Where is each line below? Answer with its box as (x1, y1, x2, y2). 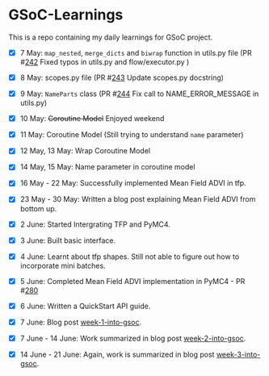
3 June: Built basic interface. (19, 236, 116, 245)
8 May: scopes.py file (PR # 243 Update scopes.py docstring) (19, 73, 225, 82)
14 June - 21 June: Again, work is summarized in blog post (19, 349, 215, 359)
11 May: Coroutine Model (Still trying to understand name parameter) (19, 130, 244, 140)
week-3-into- (216, 349, 261, 359)
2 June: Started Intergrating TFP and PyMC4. (19, 219, 171, 229)
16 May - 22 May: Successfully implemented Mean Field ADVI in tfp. (19, 178, 246, 188)
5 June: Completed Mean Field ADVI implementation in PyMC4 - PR (19, 276, 246, 286)
